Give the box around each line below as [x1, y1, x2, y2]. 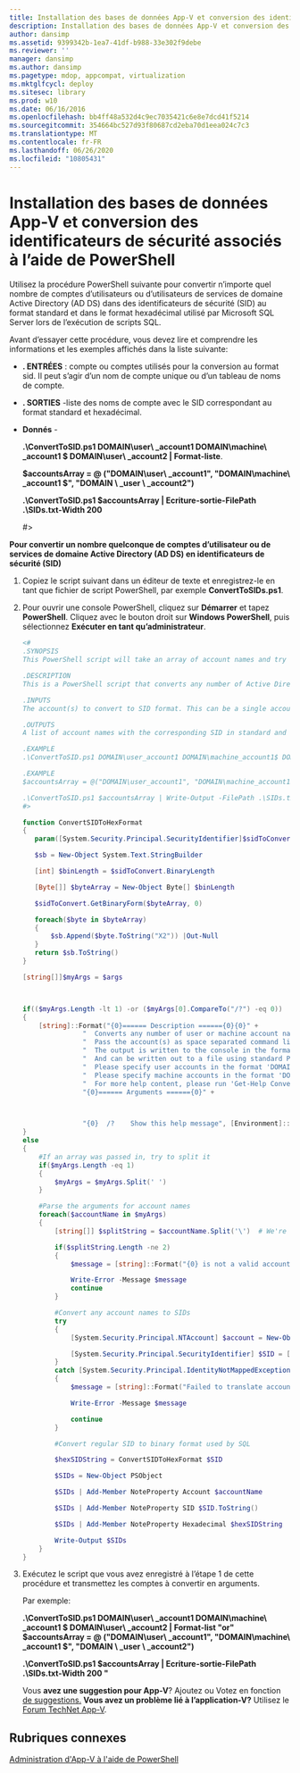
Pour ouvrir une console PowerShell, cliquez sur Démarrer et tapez [21, 602, 270, 613]
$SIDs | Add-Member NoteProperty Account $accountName [54, 1488, 263, 1497]
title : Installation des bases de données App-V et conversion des [9, 13, 266, 22]
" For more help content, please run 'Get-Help [82, 1079, 267, 1088]
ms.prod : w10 [9, 96, 58, 105]
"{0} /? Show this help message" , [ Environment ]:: [82, 1119, 291, 1128]
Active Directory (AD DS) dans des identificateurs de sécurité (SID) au [9, 298, 267, 309]
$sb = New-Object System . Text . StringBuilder [34, 850, 204, 860]
